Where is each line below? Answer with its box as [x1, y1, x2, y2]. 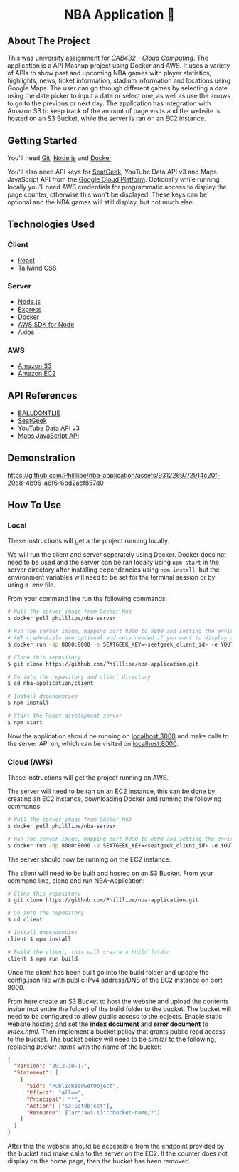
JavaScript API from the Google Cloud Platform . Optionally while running [7, 174, 221, 184]
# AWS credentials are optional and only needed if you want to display [7, 634, 228, 642]
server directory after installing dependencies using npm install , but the [7, 565, 220, 574]
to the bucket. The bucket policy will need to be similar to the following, [7, 1035, 216, 1043]
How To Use [7, 499, 62, 511]
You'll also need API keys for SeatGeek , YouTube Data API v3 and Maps [7, 167, 218, 176]
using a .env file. [7, 580, 55, 590]
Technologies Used [7, 219, 95, 231]
